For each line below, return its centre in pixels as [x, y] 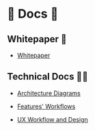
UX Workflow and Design [53, 119]
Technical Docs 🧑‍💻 [48, 77]
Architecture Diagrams [49, 93]
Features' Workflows [46, 106]
